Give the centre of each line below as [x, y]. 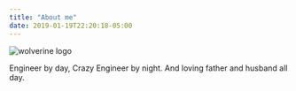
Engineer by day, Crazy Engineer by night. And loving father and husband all [148, 68]
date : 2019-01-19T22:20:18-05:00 [71, 26]
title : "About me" [43, 17]
